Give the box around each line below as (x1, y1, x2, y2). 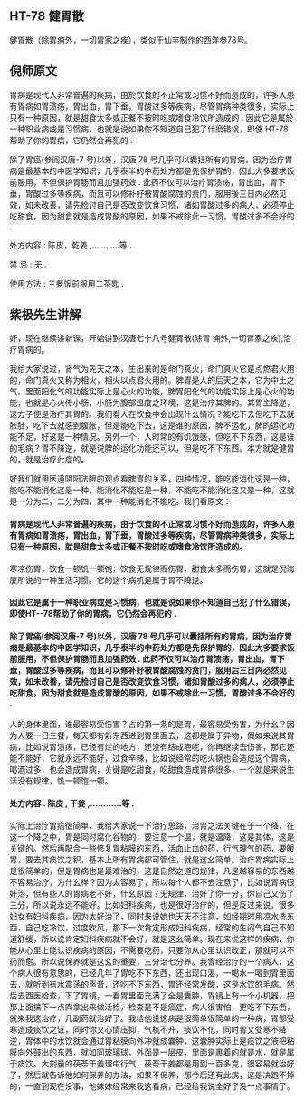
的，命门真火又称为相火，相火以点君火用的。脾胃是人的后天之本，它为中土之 (9, 375, 295, 385)
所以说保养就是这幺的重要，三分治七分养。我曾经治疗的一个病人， (40, 956, 287, 967)
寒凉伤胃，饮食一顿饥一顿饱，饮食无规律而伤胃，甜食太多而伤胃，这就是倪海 (9, 563, 295, 574)
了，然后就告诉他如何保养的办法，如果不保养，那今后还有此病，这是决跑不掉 (9, 1069, 295, 1080)
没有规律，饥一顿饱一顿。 (16, 775, 113, 786)
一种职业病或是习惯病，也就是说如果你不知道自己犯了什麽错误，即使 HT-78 (9, 123, 289, 134)
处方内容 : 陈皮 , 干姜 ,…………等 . (9, 798, 135, 809)
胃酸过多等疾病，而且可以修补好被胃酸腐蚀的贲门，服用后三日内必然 (24, 665, 279, 676)
